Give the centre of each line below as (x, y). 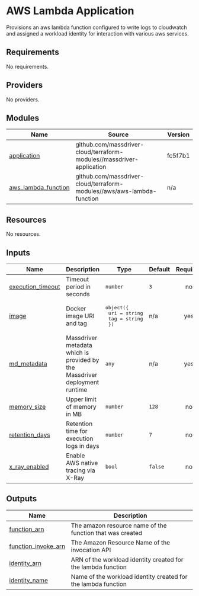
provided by (83, 360)
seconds (78, 294)
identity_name (29, 580)
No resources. (23, 234)
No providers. (23, 100)
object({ (117, 307)
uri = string (126, 313)
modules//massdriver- (107, 159)
